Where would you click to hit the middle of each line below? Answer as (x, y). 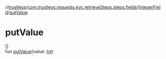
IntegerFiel (149, 7)
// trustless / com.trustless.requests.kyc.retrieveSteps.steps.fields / (72, 7)
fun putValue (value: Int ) (29, 51)
